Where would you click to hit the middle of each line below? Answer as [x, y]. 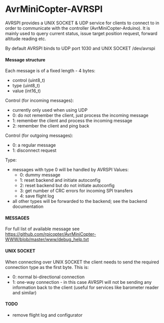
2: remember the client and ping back [51, 126]
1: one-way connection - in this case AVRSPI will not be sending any [82, 282]
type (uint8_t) [26, 86]
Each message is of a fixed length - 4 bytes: [50, 71]
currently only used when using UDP [50, 110]
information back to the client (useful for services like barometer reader [85, 287]
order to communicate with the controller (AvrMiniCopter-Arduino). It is [78, 28]
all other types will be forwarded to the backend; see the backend [80, 201]
